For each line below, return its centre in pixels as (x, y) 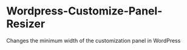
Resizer (26, 24)
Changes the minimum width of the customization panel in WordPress (93, 40)
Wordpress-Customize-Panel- (84, 11)
